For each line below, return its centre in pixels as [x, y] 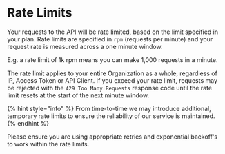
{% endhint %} [28, 123]
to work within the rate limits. [48, 144]
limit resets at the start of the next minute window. [78, 95]
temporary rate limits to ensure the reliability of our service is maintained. [111, 116]
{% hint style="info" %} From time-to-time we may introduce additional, [109, 108]
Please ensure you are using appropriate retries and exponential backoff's [112, 137]
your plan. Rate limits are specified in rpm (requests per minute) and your [110, 39]
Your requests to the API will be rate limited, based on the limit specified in [113, 32]
